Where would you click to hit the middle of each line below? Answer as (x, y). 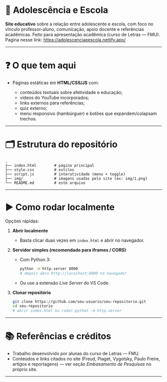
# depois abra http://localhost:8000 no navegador (73, 273)
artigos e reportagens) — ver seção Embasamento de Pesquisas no (82, 364)
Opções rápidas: (22, 221)
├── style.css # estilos (40, 170)
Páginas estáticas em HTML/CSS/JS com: (56, 83)
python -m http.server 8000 (49, 269)
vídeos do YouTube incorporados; (54, 97)
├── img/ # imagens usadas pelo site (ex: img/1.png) (77, 179)
